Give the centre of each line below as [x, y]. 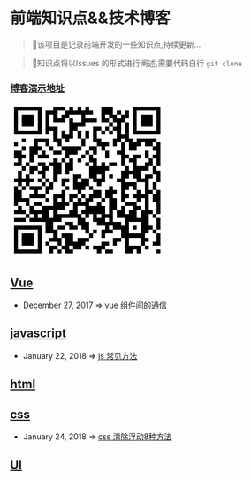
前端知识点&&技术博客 [90, 18]
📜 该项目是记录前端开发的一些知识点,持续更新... [116, 44]
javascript [38, 334]
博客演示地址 [38, 88]
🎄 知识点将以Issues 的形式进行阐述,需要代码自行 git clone [137, 63]
